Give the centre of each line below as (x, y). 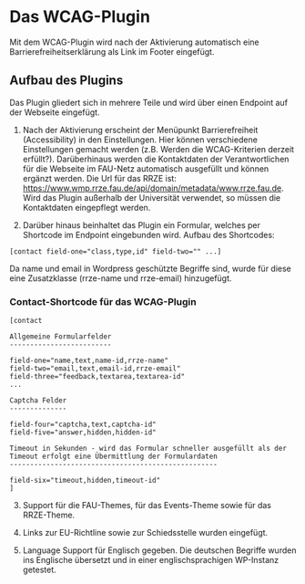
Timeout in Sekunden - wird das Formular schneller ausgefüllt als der (148, 449)
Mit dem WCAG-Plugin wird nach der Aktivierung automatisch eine (134, 42)
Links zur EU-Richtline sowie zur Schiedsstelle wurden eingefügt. (145, 533)
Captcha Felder (38, 401)
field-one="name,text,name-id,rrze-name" (89, 361)
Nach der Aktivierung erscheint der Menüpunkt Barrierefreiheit (140, 130)
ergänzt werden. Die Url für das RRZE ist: (100, 178)
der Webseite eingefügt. (55, 112)
